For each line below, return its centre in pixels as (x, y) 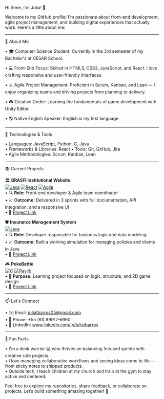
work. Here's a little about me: (35, 27)
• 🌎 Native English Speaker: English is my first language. (62, 118)
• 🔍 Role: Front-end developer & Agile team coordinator (61, 193)
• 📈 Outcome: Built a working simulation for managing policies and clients (80, 242)
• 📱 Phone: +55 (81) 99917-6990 (38, 320)
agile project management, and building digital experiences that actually (77, 22)
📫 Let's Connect (22, 301)
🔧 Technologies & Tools (29, 134)
